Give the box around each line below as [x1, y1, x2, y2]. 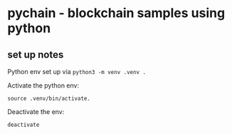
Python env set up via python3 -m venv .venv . [7, 68, 147, 76]
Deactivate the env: [7, 108, 65, 115]
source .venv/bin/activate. [7, 95, 91, 102]
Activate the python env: [7, 81, 80, 90]
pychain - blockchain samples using [7, 5, 226, 21]
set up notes [7, 48, 64, 61]
